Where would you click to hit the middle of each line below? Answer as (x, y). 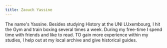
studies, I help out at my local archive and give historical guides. (71, 40)
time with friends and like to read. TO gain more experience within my (77, 34)
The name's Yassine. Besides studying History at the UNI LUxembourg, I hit (83, 24)
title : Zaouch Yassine (29, 10)
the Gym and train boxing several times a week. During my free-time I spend (84, 29)
